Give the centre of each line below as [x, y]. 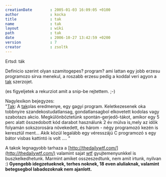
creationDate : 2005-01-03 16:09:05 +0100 [58, 10]
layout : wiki [34, 28]
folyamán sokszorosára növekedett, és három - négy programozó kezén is [82, 127]
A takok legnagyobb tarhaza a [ [37, 147]
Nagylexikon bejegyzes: [30, 101]
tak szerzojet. [19, 81]
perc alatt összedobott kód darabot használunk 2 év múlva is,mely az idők [81, 122]
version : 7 [31, 42]
